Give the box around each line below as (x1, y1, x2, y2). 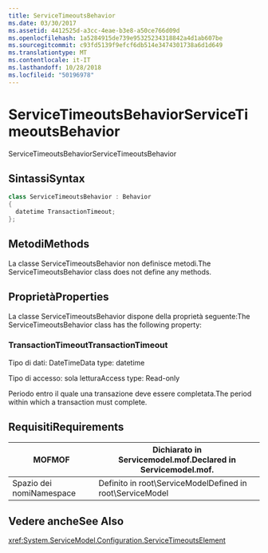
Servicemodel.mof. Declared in (118, 454, 237, 465)
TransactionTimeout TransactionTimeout (8, 340, 168, 351)
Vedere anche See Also (8, 515, 124, 527)
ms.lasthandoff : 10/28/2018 (8, 64, 102, 72)
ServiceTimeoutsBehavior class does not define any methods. (8, 267, 212, 276)
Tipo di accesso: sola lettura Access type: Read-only (8, 373, 180, 383)
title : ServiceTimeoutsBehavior (8, 11, 116, 20)
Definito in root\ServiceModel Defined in (98, 477, 247, 488)
